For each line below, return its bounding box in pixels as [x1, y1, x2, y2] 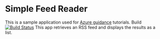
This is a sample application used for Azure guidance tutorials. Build [5, 19, 141, 25]
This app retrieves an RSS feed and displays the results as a [35, 24, 156, 30]
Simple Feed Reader [5, 3, 88, 14]
